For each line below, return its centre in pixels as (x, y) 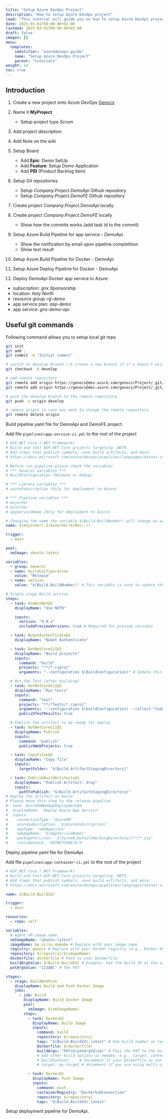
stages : (14, 977)
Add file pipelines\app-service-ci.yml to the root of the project (71, 434)
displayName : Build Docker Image (58, 1000)
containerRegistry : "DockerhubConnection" (82, 1092)
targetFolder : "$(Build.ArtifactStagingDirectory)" (74, 769)
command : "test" (36, 700)
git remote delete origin (32, 415)
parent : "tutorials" (36, 61)
